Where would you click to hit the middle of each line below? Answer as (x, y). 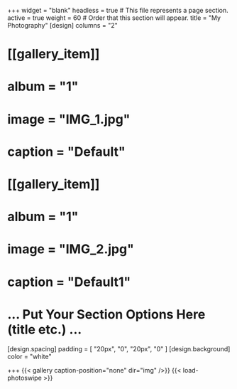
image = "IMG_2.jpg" (71, 249)
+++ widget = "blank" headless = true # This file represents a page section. (118, 10)
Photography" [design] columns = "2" (63, 25)
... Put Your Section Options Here (106, 314)
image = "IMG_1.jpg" (69, 119)
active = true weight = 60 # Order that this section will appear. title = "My (114, 18)
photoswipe (25, 378)
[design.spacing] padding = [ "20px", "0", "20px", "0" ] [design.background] (119, 349)
